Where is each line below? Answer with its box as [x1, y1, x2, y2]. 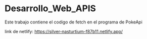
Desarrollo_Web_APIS [4, 3, 96, 14]
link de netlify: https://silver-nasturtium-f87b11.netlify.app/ [4, 28, 123, 34]
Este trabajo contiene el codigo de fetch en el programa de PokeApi [4, 19, 143, 25]
